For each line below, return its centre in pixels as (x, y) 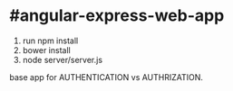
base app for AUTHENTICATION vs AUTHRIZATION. (107, 77)
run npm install (50, 41)
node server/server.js (62, 59)
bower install (46, 50)
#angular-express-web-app (117, 16)
